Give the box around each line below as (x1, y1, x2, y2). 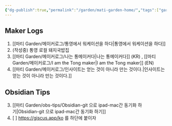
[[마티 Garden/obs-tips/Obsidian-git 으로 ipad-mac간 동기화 (12, 102, 137, 108)
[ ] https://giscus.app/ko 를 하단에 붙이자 (12, 115, 97, 121)
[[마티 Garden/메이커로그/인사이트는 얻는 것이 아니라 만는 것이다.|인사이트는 (12, 66, 165, 72)
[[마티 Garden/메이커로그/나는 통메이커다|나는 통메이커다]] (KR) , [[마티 (12, 53, 156, 59)
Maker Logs (5, 27, 44, 35)
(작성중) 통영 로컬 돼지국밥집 (12, 47, 70, 53)
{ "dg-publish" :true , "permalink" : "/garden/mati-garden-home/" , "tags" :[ (5, 7, 159, 13)
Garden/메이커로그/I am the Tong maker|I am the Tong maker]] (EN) (12, 60, 155, 66)
